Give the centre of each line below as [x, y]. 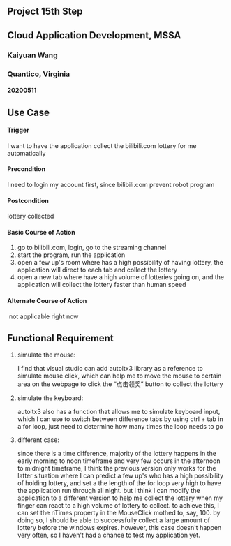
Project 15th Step [45, 12]
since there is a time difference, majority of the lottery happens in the [117, 454]
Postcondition [28, 200]
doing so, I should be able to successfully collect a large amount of [114, 520]
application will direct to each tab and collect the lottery [97, 270]
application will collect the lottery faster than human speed [102, 285]
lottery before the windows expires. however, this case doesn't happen [119, 528]
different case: [38, 440]
